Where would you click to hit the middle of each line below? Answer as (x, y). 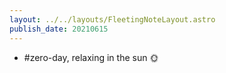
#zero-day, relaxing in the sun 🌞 (91, 57)
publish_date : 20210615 (59, 29)
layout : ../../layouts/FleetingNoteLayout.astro (112, 19)
